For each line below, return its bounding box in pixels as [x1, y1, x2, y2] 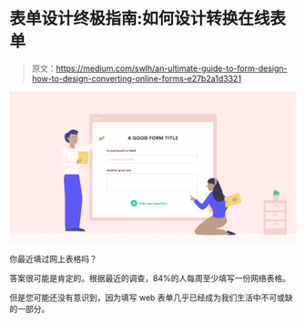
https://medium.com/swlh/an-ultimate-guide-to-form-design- [56, 63, 289, 74]
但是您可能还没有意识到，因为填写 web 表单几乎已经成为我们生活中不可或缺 [9, 292, 293, 303]
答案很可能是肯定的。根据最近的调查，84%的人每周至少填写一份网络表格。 [9, 272, 291, 283]
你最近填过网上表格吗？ [9, 253, 97, 264]
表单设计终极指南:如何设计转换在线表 [9, 8, 287, 29]
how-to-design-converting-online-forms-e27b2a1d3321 [31, 73, 242, 84]
